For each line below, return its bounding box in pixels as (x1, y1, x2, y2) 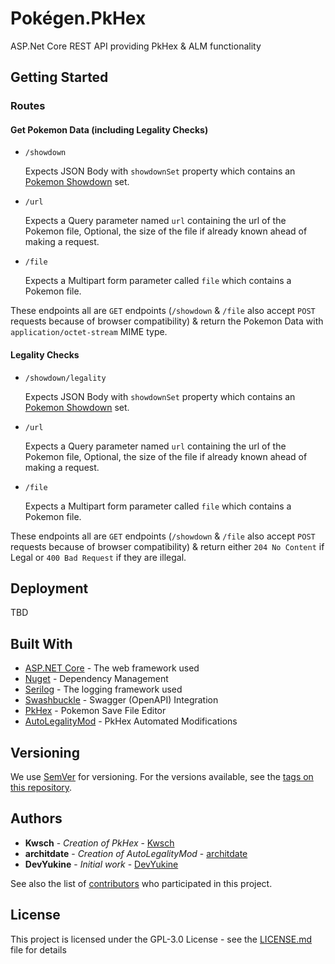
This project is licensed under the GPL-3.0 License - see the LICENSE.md (10, 933, 313, 945)
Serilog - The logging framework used (24, 683, 183, 696)
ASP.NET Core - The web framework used (24, 662, 200, 674)
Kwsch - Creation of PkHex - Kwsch (24, 837, 175, 849)
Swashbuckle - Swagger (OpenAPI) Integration (24, 694, 219, 706)
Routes (10, 99, 46, 113)
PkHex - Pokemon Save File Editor (24, 705, 167, 717)
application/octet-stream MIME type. (10, 326, 168, 338)
